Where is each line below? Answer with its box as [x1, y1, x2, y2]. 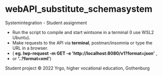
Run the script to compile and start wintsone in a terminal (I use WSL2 [12, 29, 154, 35]
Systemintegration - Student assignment [5, 20, 87, 26]
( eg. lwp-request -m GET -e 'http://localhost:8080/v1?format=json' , [12, 50, 158, 56]
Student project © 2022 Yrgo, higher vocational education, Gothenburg [5, 65, 150, 71]
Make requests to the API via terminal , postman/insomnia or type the [12, 39, 153, 45]
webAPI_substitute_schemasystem [5, 3, 153, 15]
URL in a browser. [12, 45, 48, 51]
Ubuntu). [12, 35, 31, 40]
